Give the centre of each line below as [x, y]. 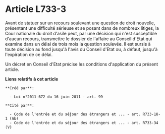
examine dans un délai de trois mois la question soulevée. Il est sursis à [78, 44]
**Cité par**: [20, 105]
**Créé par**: [20, 88]
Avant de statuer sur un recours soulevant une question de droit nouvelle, [80, 23]
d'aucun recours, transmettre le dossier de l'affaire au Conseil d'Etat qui [79, 39]
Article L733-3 [36, 9]
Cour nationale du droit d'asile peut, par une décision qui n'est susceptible [81, 33]
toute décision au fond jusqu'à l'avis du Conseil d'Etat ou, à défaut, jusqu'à [81, 49]
